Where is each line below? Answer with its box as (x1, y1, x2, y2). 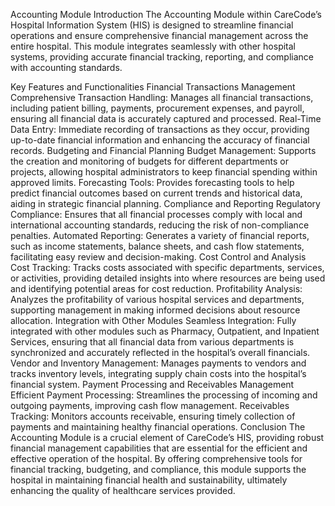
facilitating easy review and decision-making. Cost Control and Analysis (10, 251, 307, 263)
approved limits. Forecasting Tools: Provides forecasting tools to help (10, 177, 295, 188)
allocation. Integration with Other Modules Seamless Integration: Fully (10, 315, 297, 326)
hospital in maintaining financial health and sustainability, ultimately (10, 474, 288, 486)
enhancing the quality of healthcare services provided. (10, 485, 236, 496)
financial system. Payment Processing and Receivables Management (10, 379, 295, 390)
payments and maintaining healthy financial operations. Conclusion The (10, 421, 306, 433)
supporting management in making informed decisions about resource (10, 304, 301, 316)
